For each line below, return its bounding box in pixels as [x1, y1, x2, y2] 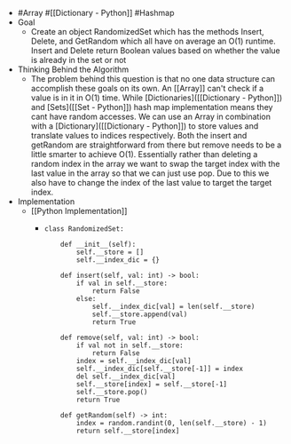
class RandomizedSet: [43, 225, 124, 234]
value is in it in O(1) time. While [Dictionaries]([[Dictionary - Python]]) [30, 92, 283, 103]
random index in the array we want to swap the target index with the [30, 159, 280, 169]
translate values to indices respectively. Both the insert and [30, 131, 248, 140]
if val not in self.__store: [75, 341, 184, 350]
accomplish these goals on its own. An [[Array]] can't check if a [30, 83, 264, 93]
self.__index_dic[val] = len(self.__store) [91, 302, 256, 311]
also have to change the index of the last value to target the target [30, 178, 272, 187]
